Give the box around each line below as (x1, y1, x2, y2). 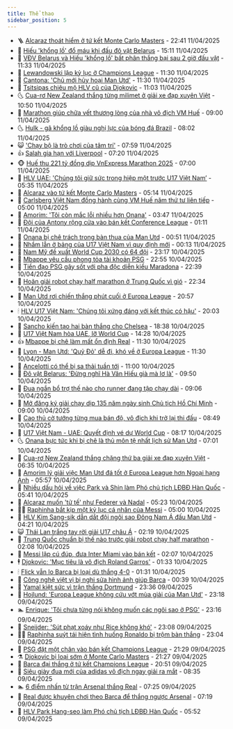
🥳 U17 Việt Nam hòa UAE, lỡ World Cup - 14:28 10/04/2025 (17, 329, 186, 337)
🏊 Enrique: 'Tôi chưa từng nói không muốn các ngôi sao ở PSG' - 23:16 (17, 605, 222, 614)
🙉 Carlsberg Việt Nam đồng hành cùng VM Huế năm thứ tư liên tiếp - (17, 195, 214, 204)
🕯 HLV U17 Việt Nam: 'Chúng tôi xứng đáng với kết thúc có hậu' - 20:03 (17, 307, 220, 315)
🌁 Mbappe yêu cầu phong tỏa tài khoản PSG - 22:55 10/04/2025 (17, 255, 202, 263)
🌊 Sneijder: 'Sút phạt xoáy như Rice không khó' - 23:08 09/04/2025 (17, 623, 212, 631)
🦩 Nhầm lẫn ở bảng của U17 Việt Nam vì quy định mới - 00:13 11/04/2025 (17, 240, 226, 248)
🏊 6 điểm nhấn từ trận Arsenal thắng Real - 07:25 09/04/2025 (17, 682, 196, 691)
